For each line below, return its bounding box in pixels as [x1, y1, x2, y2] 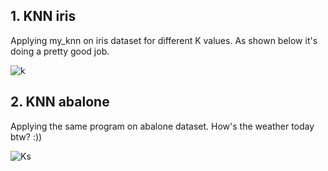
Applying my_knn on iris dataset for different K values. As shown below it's [10, 34, 318, 46]
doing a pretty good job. [10, 45, 110, 57]
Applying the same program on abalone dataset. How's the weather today [10, 120, 315, 132]
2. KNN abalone [10, 94, 110, 111]
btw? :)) [10, 130, 43, 143]
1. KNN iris [10, 8, 77, 25]
